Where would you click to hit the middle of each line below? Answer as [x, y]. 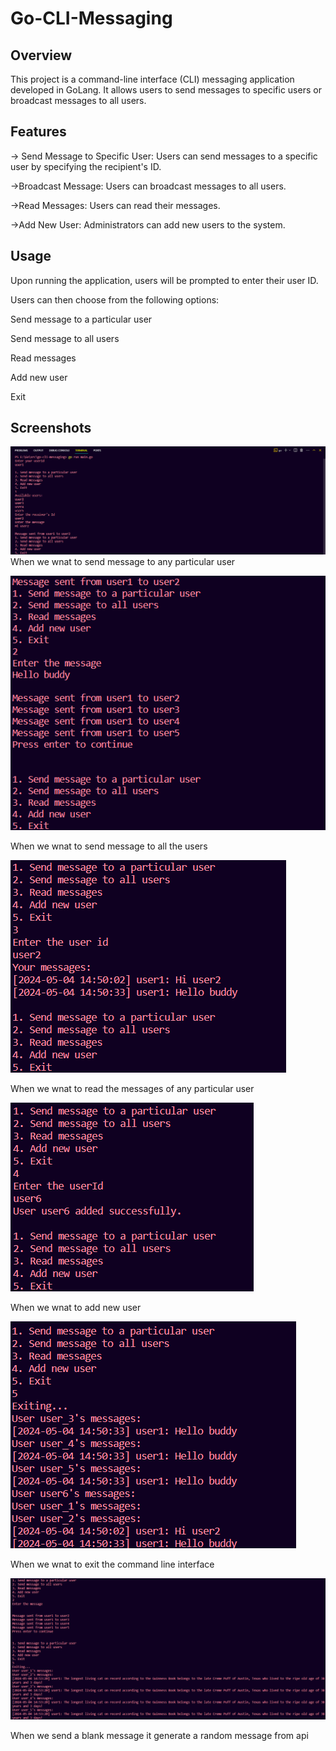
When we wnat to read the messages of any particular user [132, 1088]
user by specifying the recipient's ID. [86, 166]
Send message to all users [65, 338]
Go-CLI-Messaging [91, 18]
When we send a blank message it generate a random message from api [159, 1736]
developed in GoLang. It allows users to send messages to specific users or [166, 90]
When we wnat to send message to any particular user [123, 562]
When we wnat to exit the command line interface [112, 1564]
